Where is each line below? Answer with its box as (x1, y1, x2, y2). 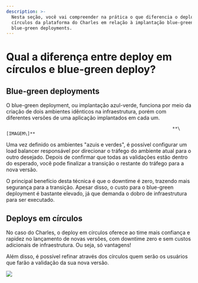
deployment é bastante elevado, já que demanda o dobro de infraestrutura (6, 190, 187, 197)
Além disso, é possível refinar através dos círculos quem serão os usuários (6, 253, 188, 260)
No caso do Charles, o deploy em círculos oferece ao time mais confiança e (6, 229, 190, 236)
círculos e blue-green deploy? (6, 63, 156, 76)
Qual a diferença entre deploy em (6, 51, 172, 64)
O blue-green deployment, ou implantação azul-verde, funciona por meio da (6, 102, 192, 109)
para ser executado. (6, 197, 55, 204)
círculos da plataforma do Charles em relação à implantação (11, 19, 165, 25)
